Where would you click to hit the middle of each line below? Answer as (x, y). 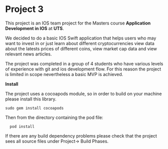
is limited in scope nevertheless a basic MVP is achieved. (64, 74)
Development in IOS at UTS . (35, 28)
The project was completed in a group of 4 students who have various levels (84, 63)
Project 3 (24, 9)
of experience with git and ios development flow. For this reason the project (83, 69)
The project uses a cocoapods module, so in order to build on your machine (83, 93)
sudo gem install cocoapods (35, 108)
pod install (22, 126)
